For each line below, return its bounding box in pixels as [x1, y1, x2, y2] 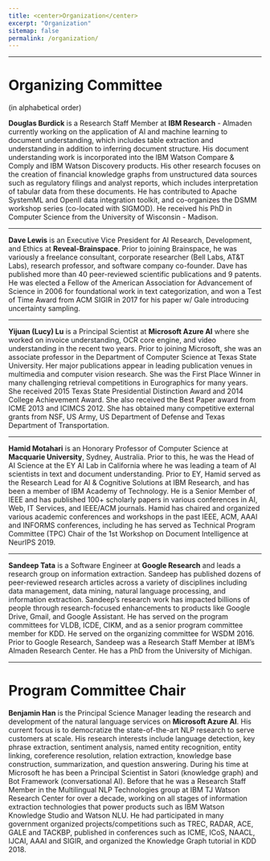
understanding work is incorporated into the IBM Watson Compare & [8, 153, 235, 162]
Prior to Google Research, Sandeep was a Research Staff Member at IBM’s [8, 638, 256, 647]
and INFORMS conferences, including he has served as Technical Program [8, 520, 256, 530]
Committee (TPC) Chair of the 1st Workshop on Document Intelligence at [8, 529, 249, 539]
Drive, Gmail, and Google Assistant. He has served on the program [8, 612, 229, 622]
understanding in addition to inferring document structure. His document [8, 144, 249, 153]
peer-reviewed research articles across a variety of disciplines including [8, 577, 247, 587]
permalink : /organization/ [8, 34, 99, 43]
